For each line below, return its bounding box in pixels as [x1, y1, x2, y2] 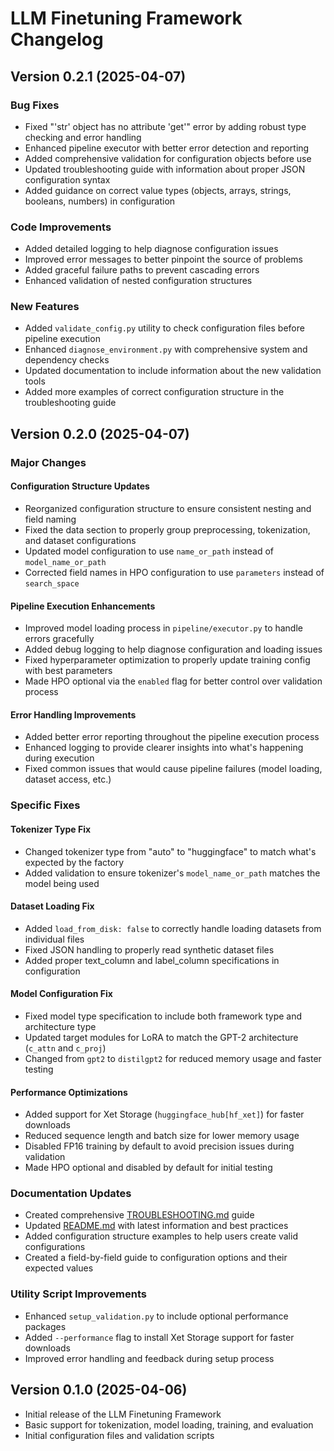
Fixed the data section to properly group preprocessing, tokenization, [24, 523, 311, 536]
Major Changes [10, 455, 87, 469]
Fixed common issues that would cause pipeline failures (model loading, [24, 763, 323, 775]
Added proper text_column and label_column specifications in [24, 954, 280, 966]
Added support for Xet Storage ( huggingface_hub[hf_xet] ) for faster [24, 1108, 305, 1121]
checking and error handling [24, 131, 142, 143]
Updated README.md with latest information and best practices [24, 1220, 289, 1232]
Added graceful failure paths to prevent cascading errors [24, 264, 260, 276]
